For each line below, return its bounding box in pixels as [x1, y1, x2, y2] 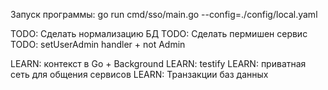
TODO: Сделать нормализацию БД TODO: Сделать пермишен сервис [10, 28, 308, 39]
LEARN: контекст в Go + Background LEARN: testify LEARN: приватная [10, 58, 307, 69]
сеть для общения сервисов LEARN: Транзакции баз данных [10, 69, 269, 80]
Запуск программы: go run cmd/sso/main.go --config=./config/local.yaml [10, 9, 318, 20]
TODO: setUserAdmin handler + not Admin [10, 39, 186, 50]
